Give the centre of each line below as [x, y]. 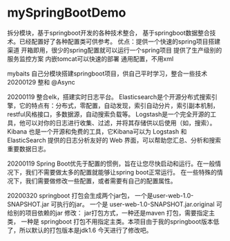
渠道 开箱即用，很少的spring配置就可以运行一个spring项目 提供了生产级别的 [115, 50]
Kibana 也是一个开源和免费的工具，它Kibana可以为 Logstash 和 [97, 131]
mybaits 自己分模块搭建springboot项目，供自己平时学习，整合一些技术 [107, 73]
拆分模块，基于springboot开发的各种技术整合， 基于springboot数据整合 [109, 33]
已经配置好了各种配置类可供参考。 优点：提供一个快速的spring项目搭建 [120, 41]
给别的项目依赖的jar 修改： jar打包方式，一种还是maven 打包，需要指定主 [111, 213]
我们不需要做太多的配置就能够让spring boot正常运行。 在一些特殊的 [121, 172]
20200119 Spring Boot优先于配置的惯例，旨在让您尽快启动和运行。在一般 [111, 163]
